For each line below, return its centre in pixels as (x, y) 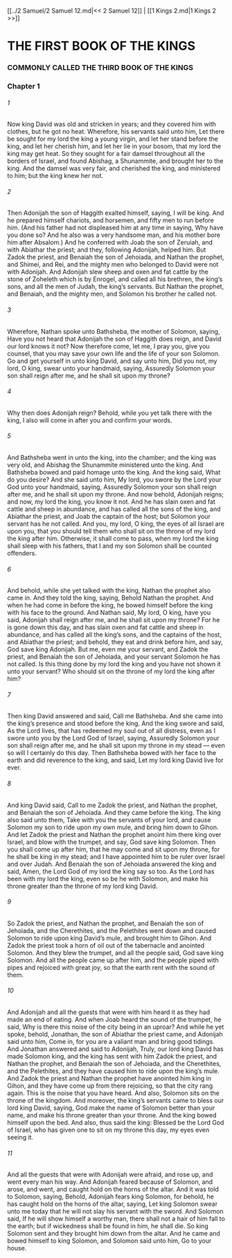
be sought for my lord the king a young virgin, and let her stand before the (113, 139)
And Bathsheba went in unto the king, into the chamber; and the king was (112, 458)
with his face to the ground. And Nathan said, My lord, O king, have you (109, 612)
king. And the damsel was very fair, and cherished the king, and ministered (114, 168)
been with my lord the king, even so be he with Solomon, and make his (108, 878)
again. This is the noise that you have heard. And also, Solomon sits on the (113, 1093)
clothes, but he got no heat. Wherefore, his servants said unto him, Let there (116, 132)
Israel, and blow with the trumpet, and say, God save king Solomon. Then (111, 842)
